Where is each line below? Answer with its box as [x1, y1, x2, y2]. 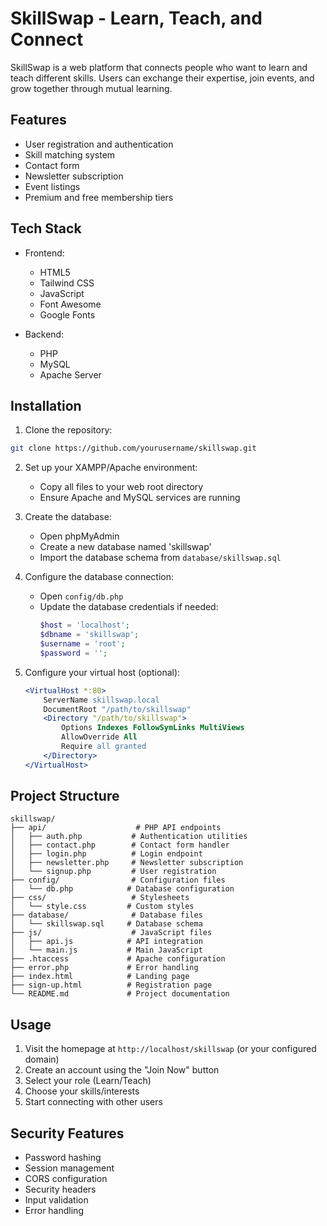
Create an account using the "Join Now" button [24, 1064, 220, 1076]
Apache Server [39, 368, 102, 381]
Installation [10, 397, 82, 414]
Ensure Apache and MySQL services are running [39, 492, 241, 504]
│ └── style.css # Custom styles [10, 902, 195, 912]
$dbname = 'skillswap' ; [39, 630, 140, 640]
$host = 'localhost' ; [39, 620, 130, 631]
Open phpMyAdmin [39, 530, 120, 542]
